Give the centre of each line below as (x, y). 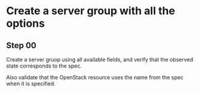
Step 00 (22, 45)
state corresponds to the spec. (44, 66)
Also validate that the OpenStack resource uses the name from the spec (95, 77)
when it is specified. (31, 84)
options (25, 23)
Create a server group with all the (91, 11)
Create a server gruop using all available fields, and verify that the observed (100, 60)
